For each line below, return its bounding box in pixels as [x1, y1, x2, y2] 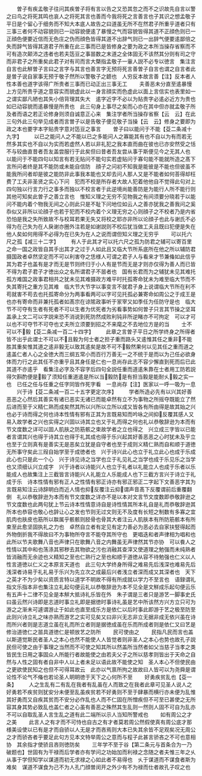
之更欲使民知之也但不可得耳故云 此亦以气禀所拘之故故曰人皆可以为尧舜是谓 [6, 666, 196, 673]
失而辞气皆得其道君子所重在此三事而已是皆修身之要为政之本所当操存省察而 [6, 43, 191, 50]
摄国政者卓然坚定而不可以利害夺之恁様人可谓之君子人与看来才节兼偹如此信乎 [6, 253, 196, 260]
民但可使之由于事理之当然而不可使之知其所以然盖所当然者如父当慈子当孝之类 [6, 643, 196, 650]
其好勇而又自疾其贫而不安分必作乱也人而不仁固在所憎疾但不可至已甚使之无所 [6, 696, 196, 703]
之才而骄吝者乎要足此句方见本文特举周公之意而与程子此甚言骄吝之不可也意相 [6, 733, 196, 741]
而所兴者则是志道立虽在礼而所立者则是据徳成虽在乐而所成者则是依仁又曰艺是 [6, 621, 196, 628]
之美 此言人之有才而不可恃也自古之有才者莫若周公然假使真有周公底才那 [6, 718, 192, 726]
